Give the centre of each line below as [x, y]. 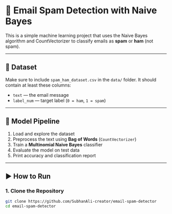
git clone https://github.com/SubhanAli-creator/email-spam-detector [81, 202]
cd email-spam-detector [31, 206]
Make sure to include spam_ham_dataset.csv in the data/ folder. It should [81, 79]
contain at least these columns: [38, 85]
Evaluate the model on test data [46, 150]
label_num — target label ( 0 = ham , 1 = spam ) [59, 100]
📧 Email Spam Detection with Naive [81, 10]
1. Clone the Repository [35, 190]
